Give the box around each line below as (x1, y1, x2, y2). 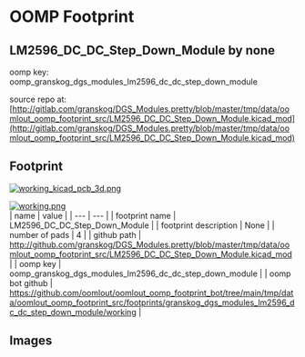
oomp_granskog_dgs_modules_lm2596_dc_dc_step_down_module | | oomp (9, 268, 291, 279)
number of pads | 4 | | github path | (9, 229, 142, 240)
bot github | (9, 277, 53, 288)
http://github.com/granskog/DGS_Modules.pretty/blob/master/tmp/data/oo (9, 239, 290, 250)
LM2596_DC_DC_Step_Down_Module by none (9, 43, 276, 58)
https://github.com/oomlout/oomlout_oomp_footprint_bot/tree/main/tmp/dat (9, 287, 294, 298)
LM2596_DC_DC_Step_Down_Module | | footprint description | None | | (9, 220, 275, 231)
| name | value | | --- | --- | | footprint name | (9, 210, 177, 221)
